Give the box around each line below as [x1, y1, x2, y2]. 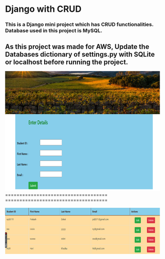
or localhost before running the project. [5, 58, 129, 66]
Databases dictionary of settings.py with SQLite [5, 50, 155, 59]
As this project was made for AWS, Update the [5, 42, 150, 51]
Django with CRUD [5, 3, 82, 15]
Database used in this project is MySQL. [5, 27, 103, 34]
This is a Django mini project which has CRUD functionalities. [5, 21, 154, 28]
